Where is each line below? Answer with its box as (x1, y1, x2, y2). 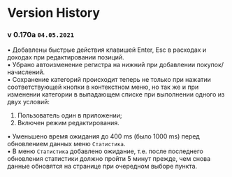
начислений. (7, 68, 45, 76)
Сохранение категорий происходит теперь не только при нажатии (12, 76, 212, 84)
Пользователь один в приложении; (17, 111, 122, 120)
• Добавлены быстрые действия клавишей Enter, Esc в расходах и (7, 45, 207, 54)
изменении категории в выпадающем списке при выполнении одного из (7, 90, 225, 99)
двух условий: (7, 98, 50, 106)
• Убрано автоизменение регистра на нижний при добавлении (7, 61, 196, 69)
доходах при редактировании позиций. (7, 53, 124, 62)
